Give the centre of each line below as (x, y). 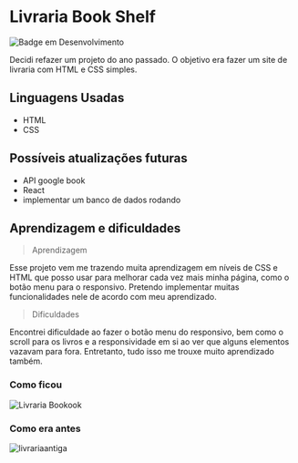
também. (26, 361)
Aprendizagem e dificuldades (95, 228)
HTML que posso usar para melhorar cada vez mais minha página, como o (149, 278)
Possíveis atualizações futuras (99, 158)
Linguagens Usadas (67, 98)
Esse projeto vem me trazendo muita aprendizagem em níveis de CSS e (144, 268)
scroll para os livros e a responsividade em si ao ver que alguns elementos (149, 342)
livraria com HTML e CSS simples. (73, 69)
